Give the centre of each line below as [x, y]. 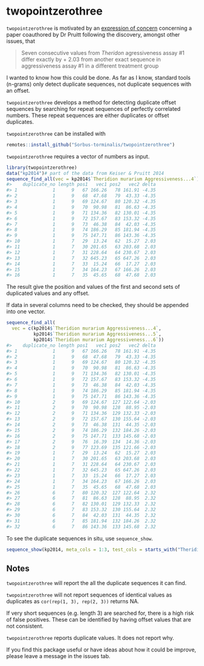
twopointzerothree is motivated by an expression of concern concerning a [99, 28]
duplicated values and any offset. [48, 293]
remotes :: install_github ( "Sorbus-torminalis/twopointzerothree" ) [90, 144]
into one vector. [26, 311]
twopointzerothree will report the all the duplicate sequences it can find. [97, 583]
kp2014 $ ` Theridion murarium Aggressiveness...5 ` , [97, 334]
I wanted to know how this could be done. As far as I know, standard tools [99, 77]
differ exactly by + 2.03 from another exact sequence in [91, 59]
